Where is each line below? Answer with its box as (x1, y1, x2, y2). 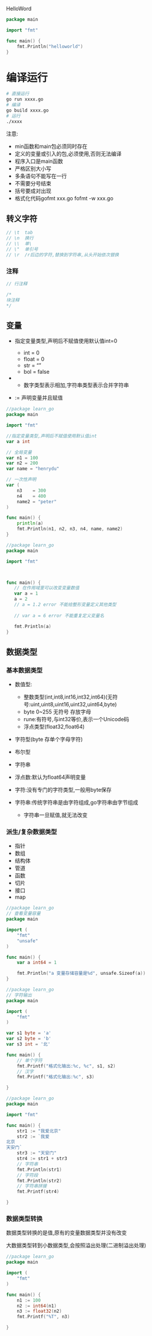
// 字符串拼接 (17, 1183, 47, 1189)
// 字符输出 (6, 992, 33, 998)
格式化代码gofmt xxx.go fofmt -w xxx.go (14, 194, 114, 201)
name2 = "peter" (17, 498, 57, 504)
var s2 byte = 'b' (6, 1036, 51, 1042)
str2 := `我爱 (17, 1133, 50, 1139)
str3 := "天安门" (17, 1150, 57, 1156)
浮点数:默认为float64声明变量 (14, 773, 86, 781)
